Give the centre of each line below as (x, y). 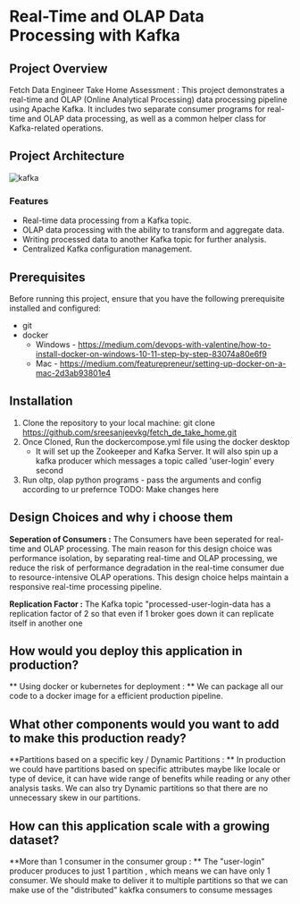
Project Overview (58, 68)
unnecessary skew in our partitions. (75, 797)
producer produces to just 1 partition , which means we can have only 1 (140, 871)
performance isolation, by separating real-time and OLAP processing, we (144, 558)
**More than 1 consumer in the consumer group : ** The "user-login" (137, 861)
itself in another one (46, 623)
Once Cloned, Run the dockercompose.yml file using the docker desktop (156, 441)
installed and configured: (55, 308)
